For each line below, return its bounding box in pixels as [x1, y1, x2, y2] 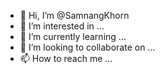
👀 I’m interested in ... [19, 20, 105, 32]
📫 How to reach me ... [19, 53, 113, 64]
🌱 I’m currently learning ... [19, 31, 127, 42]
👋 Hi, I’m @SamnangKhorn [19, 10, 130, 21]
